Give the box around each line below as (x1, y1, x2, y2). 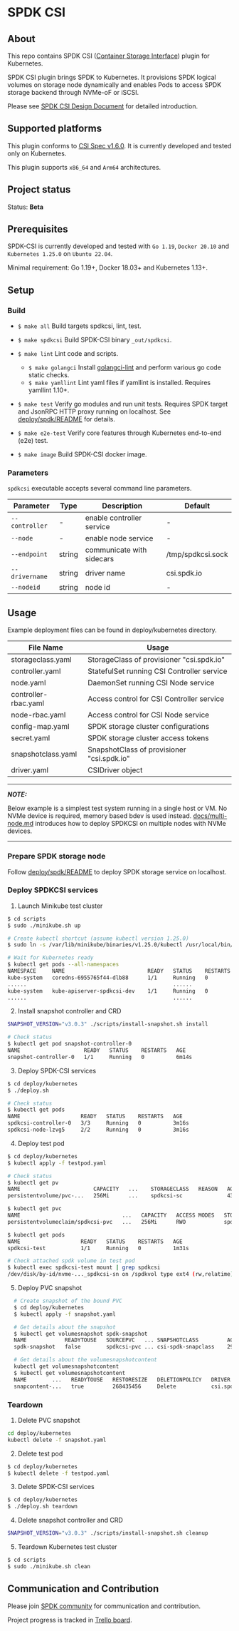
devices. (7, 827, 33, 835)
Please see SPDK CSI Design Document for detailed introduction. (7, 102, 198, 111)
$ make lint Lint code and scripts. (17, 349, 119, 358)
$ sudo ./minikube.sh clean (7, 1563, 91, 1570)
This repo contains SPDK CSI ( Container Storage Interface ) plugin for (7, 51, 210, 60)
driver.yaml (11, 765, 48, 775)
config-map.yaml (11, 722, 70, 732)
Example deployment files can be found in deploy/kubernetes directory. (7, 625, 217, 635)
